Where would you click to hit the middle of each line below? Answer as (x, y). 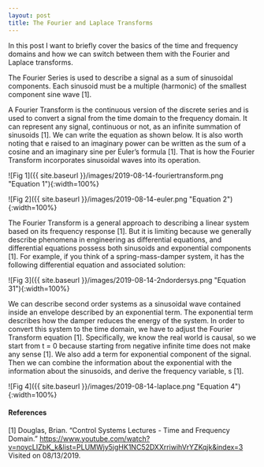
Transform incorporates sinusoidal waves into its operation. (104, 160)
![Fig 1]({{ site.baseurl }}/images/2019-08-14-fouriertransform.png (116, 175)
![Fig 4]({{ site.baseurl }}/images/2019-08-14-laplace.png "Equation (118, 386)
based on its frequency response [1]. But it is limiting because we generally (130, 231)
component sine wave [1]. (50, 94)
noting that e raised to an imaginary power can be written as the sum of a (127, 143)
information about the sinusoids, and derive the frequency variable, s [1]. (126, 371)
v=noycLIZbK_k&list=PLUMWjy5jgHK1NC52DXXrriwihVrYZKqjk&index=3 (126, 446)
